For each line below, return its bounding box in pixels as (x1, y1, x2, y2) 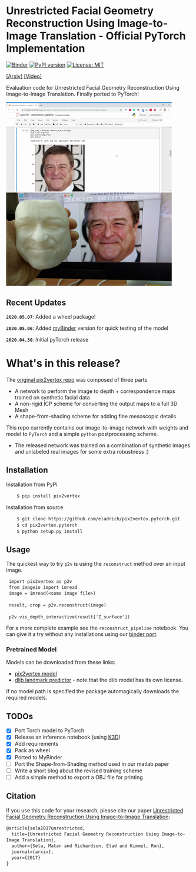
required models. (6, 694, 48, 701)
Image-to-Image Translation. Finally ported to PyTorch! (6, 90, 139, 97)
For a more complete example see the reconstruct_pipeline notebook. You (6, 624, 189, 632)
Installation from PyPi (6, 481, 58, 488)
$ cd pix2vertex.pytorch (16, 522, 78, 528)
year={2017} (11, 854, 41, 861)
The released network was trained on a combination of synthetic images (14, 442, 190, 449)
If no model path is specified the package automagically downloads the (6, 688, 180, 695)
